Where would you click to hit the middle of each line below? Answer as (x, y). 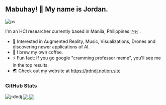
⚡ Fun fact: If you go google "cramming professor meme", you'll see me (87, 58)
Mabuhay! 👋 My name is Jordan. (57, 9)
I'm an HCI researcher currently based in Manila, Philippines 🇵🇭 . (73, 31)
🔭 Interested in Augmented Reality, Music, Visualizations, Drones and (84, 41)
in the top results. (31, 65)
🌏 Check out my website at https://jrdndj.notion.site (66, 71)
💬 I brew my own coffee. (38, 52)
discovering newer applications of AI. (51, 46)
